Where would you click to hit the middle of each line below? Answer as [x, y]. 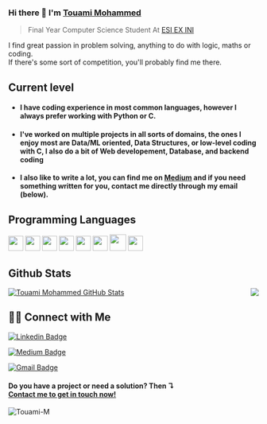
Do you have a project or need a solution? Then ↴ [91, 386]
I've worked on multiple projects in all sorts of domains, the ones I [130, 134]
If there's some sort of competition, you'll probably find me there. [115, 62]
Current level [41, 87]
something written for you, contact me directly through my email [129, 186]
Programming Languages [72, 219]
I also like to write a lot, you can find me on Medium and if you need [133, 177]
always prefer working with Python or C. [88, 116]
